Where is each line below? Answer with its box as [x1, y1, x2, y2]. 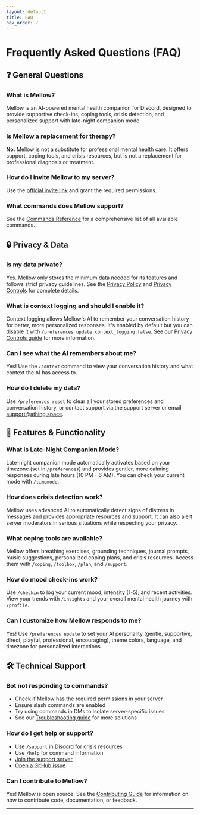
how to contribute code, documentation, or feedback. [6, 796, 137, 804]
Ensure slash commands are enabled [14, 702, 106, 709]
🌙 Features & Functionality [6, 428, 106, 438]
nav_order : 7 [6, 20, 39, 26]
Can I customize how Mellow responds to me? [6, 616, 142, 625]
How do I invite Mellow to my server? [6, 173, 115, 182]
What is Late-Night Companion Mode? [6, 445, 120, 454]
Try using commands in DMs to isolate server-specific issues [14, 708, 165, 715]
